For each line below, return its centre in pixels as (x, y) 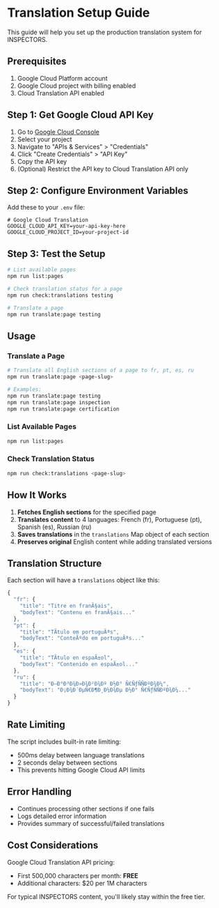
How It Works (37, 495)
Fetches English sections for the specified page (87, 512)
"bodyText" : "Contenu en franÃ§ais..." (78, 612)
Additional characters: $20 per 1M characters (82, 883)
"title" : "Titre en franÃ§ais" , (66, 606)
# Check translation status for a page (65, 288)
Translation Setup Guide (79, 13)
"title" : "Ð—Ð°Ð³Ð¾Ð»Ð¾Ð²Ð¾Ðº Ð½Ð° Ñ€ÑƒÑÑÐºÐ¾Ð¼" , (95, 684)
